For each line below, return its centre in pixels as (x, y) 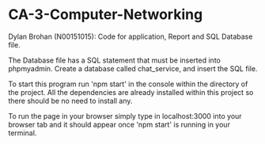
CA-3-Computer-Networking (106, 15)
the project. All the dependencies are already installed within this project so (131, 92)
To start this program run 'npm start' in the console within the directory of (128, 84)
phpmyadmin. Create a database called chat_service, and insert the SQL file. (133, 68)
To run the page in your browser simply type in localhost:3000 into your (125, 116)
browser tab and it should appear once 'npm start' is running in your (119, 124)
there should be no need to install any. (70, 100)
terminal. (23, 133)
